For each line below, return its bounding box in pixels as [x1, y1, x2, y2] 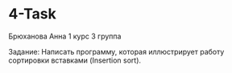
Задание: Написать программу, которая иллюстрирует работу [8, 47, 225, 56]
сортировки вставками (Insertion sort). [8, 55, 142, 65]
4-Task [8, 5, 56, 23]
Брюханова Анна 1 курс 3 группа [8, 31, 122, 41]
